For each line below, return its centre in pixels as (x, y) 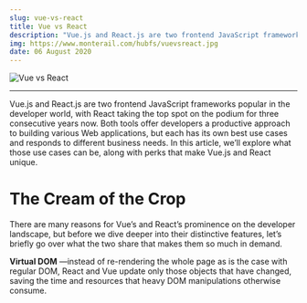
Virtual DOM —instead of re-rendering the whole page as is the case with (148, 262)
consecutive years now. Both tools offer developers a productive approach (150, 123)
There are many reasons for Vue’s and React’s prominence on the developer (153, 225)
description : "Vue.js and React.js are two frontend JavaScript (134, 35)
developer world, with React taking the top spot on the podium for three (144, 114)
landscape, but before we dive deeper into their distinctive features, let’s (146, 235)
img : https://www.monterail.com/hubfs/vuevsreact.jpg (114, 43)
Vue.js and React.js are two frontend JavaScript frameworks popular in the (150, 104)
